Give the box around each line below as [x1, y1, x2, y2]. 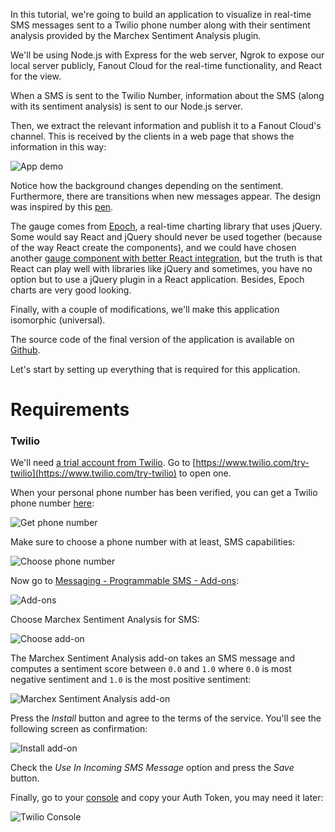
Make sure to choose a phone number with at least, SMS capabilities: [10, 536, 296, 548]
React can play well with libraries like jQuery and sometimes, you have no [10, 263, 313, 274]
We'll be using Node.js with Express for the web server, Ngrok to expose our [10, 49, 325, 61]
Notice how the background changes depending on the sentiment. [10, 180, 284, 191]
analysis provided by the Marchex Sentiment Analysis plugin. [10, 30, 262, 41]
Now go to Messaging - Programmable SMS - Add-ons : [10, 575, 240, 587]
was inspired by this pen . [10, 201, 114, 213]
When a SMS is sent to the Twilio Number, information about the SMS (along [10, 90, 325, 101]
